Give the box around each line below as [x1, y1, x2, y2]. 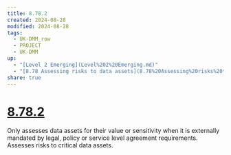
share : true [7, 74, 41, 81]
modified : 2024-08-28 [7, 23, 69, 30]
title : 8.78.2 [7, 10, 48, 17]
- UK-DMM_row [13, 36, 51, 43]
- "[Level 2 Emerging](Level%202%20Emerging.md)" [13, 61, 158, 68]
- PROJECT [13, 42, 41, 49]
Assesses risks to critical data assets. [7, 141, 113, 149]
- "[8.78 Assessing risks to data [13, 68, 112, 74]
